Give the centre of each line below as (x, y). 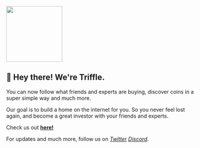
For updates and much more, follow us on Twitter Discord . (78, 138)
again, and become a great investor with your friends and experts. (87, 116)
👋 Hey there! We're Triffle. (56, 78)
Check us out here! (30, 127)
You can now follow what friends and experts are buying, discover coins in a (100, 92)
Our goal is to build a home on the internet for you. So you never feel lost (96, 109)
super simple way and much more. (49, 98)
